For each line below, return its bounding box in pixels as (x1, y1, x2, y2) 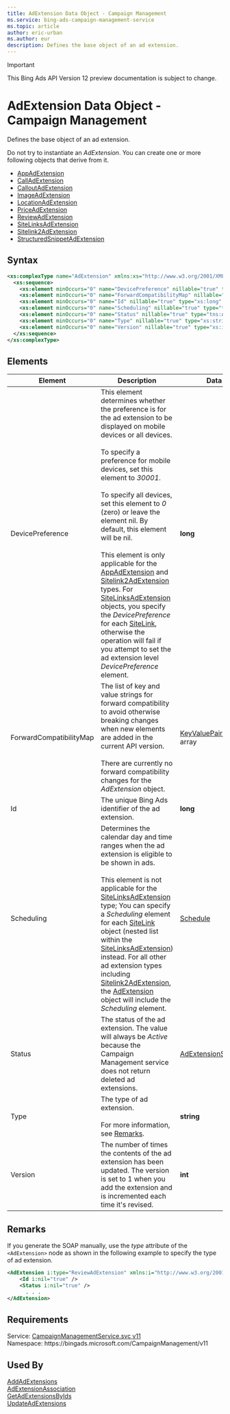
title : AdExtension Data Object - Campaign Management (7, 10, 167, 17)
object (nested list (100, 926, 159, 936)
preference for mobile (100, 456, 171, 466)
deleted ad (100, 1075, 136, 1084)
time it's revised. (100, 1200, 154, 1210)
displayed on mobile (100, 422, 166, 431)
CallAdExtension (16, 176, 64, 184)
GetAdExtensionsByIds (7, 1392, 72, 1400)
